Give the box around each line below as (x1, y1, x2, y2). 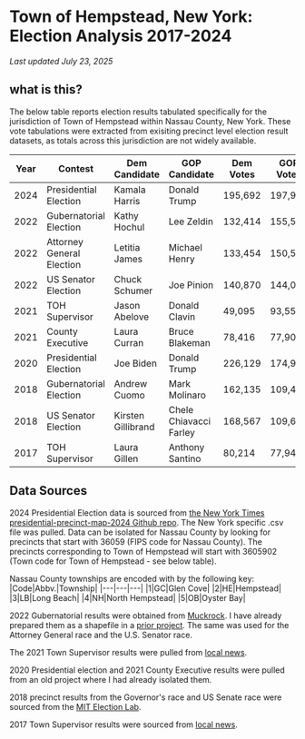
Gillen (113, 452, 139, 465)
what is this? (9, 82, 84, 97)
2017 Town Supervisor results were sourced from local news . (9, 719, 238, 730)
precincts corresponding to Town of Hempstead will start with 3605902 (9, 546, 278, 557)
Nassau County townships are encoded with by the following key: (9, 573, 255, 584)
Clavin (168, 310, 196, 323)
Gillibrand (113, 420, 155, 433)
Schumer (113, 284, 153, 297)
